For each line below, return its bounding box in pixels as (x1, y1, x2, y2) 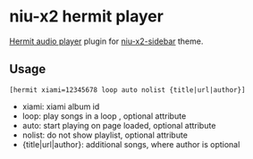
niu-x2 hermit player (9, 6, 164, 27)
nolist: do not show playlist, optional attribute (21, 130, 188, 140)
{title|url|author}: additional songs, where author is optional (21, 138, 240, 149)
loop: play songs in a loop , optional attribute (21, 110, 187, 121)
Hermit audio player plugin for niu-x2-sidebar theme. (9, 36, 204, 46)
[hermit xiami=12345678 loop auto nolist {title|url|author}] (9, 85, 246, 95)
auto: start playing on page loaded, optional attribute (21, 120, 216, 130)
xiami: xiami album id (21, 101, 100, 112)
